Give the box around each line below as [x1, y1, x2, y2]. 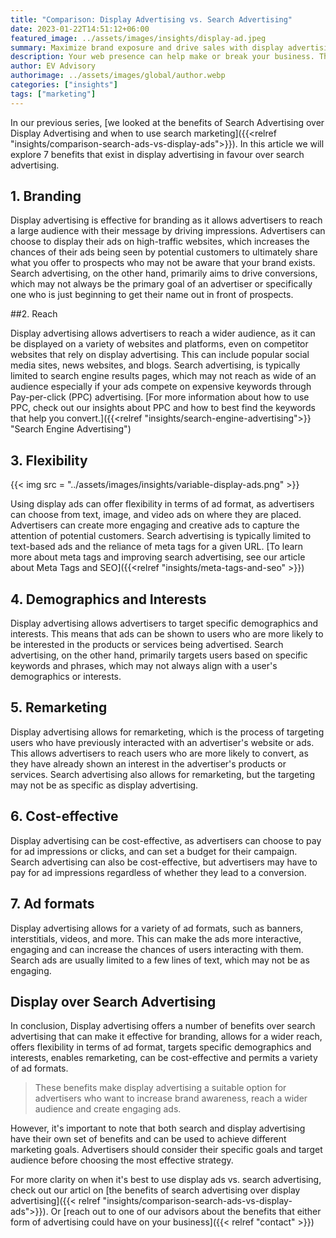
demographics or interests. [10, 671, 122, 683]
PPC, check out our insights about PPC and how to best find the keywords [10, 402, 316, 414]
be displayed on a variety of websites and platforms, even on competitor [10, 338, 309, 350]
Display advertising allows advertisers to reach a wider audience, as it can [10, 327, 316, 340]
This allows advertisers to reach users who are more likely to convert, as [10, 747, 309, 759]
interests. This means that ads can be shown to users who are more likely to [10, 628, 324, 640]
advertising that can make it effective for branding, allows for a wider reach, [10, 1031, 323, 1043]
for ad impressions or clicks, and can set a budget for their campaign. [10, 845, 298, 857]
